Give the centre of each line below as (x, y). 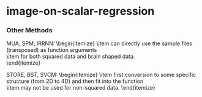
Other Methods (29, 31)
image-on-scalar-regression (80, 11)
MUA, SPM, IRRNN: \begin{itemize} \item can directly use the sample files (99, 43)
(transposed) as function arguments (52, 50)
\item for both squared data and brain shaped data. (71, 57)
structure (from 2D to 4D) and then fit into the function (75, 81)
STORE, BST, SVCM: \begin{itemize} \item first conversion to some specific (101, 75)
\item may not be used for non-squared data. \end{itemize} (81, 88)
